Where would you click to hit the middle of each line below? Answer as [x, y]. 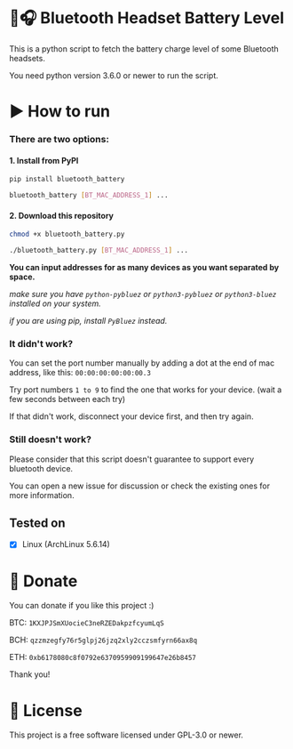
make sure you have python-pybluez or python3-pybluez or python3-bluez [143, 294]
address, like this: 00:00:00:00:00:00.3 [80, 373]
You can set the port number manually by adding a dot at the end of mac [142, 363]
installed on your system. [55, 303]
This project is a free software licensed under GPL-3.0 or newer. [127, 735]
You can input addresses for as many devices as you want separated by [144, 267]
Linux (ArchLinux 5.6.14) [66, 544]
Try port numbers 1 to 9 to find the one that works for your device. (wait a [146, 390]
